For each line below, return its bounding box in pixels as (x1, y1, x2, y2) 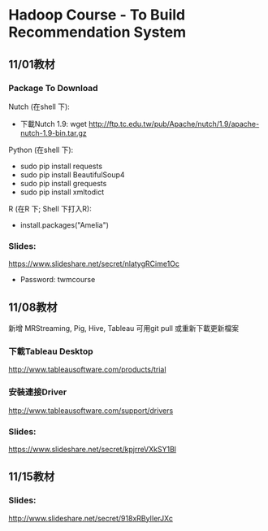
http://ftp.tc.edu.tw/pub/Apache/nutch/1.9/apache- (89, 119, 260, 128)
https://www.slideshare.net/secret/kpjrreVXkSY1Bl (8, 444, 177, 454)
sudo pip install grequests (19, 178, 107, 188)
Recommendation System (8, 23, 187, 41)
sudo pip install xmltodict (19, 187, 105, 197)
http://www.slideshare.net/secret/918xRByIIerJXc (8, 513, 173, 523)
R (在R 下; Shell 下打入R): (8, 203, 92, 213)
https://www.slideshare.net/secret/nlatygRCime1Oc (8, 259, 180, 269)
